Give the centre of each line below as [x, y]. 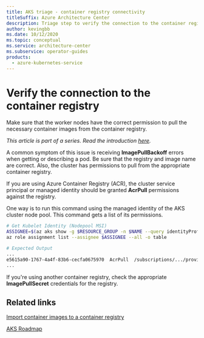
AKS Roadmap [24, 329]
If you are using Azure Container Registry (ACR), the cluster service [91, 184]
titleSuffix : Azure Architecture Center [58, 18]
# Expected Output [29, 249]
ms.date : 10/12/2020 [32, 35]
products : [19, 57]
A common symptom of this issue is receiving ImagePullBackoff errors [95, 153]
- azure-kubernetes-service [47, 63]
